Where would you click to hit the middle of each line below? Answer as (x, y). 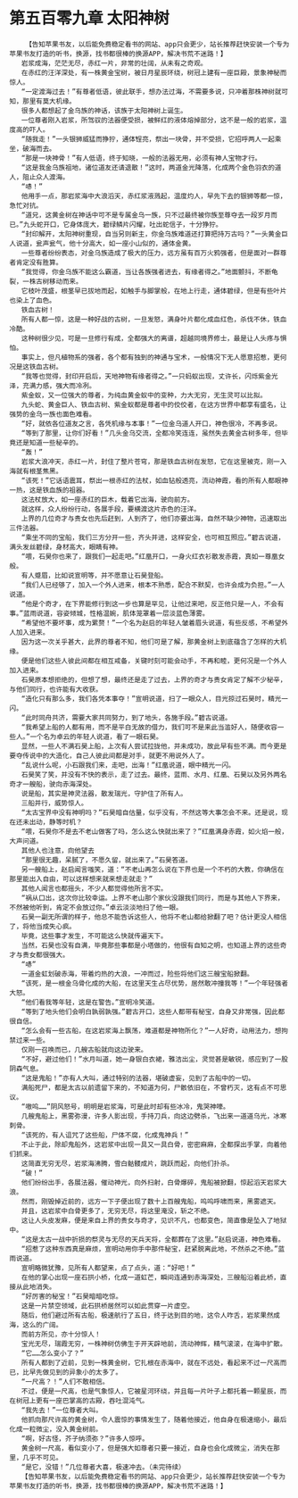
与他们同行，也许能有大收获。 (56, 689)
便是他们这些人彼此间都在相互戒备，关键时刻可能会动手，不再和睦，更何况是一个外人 (154, 661)
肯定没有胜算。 (39, 262)
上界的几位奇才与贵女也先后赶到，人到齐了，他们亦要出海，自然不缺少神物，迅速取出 (154, 519)
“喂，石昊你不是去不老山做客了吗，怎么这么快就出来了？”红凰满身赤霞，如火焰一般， (154, 831)
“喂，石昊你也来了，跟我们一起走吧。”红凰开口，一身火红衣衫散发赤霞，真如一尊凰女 (153, 556)
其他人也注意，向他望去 (58, 850)
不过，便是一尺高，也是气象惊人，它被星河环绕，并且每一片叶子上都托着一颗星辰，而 (154, 1391)
